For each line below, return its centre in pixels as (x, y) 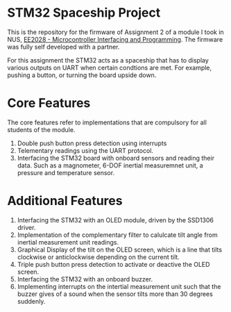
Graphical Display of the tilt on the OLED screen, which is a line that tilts (120, 249)
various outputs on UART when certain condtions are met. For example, (110, 67)
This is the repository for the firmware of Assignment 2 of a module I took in (115, 32)
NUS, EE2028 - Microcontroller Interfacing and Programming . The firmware (115, 39)
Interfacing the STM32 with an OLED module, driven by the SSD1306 (115, 220)
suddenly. (31, 301)
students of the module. (41, 129)
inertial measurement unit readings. (68, 242)
